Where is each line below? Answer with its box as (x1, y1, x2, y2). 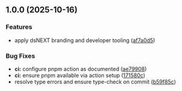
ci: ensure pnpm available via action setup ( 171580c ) (14, 72, 146, 79)
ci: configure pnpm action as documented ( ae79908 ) (14, 65, 147, 72)
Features (5, 23, 33, 31)
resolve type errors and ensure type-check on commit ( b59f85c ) (14, 78, 177, 85)
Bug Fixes (5, 51, 36, 60)
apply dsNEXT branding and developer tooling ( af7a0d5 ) (14, 36, 155, 44)
